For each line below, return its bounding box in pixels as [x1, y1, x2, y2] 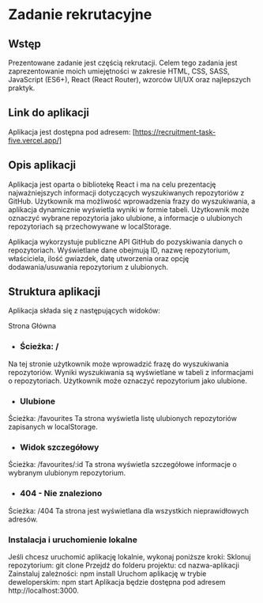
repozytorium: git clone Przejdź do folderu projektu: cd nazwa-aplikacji [8, 560, 239, 570]
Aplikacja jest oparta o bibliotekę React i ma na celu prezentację [8, 180, 216, 189]
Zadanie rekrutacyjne [8, 6, 152, 24]
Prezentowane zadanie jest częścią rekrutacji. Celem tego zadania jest [8, 58, 238, 67]
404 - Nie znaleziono [19, 488, 103, 499]
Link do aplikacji [8, 106, 89, 119]
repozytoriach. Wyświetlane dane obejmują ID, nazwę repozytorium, [8, 245, 231, 255]
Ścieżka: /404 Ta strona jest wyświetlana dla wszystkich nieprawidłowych [8, 506, 250, 515]
